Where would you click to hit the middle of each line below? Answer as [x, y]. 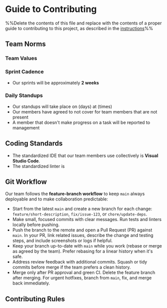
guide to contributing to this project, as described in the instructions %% [79, 28]
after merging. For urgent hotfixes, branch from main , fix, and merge [82, 278]
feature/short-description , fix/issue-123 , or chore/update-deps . [80, 214]
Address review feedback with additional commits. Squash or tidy [80, 262]
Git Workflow [26, 182]
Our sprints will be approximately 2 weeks [56, 82]
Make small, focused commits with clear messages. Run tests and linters [87, 219]
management [26, 127]
